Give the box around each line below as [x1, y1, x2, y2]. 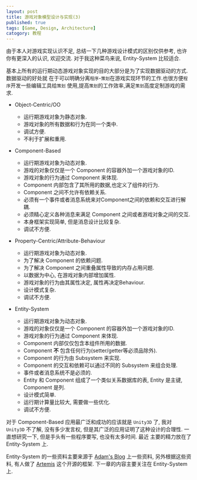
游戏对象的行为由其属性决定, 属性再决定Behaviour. [23, 279, 145, 286]
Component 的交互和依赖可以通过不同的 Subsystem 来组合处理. [23, 362, 178, 369]
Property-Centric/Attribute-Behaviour [14, 237, 106, 244]
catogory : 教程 [6, 31, 42, 37]
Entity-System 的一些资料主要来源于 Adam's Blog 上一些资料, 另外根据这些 [6, 453, 186, 460]
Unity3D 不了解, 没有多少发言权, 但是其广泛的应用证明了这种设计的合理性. [6, 426, 183, 433]
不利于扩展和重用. [23, 135, 66, 143]
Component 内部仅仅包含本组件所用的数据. [23, 340, 128, 347]
